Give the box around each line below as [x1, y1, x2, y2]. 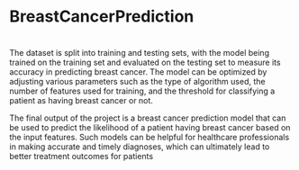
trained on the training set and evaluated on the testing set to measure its [9, 57, 281, 68]
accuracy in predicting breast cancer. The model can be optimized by [9, 67, 267, 77]
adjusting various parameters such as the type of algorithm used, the [9, 76, 266, 87]
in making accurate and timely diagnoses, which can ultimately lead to [9, 141, 270, 152]
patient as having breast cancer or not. [9, 95, 153, 106]
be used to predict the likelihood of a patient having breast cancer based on [9, 122, 291, 133]
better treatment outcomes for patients [9, 151, 154, 162]
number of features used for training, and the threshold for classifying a [9, 85, 276, 96]
